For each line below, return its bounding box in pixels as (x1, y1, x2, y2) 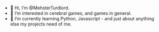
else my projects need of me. (10, 21, 72, 27)
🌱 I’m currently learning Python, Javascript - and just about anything (10, 16, 154, 21)
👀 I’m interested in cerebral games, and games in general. (10, 10, 132, 16)
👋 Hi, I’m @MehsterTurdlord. (10, 5, 70, 11)
